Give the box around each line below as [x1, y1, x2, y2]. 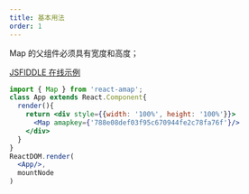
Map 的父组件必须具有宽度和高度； [9, 47, 140, 59]
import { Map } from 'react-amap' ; [9, 85, 143, 94]
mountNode [17, 169, 54, 178]
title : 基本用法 [9, 13, 65, 23]
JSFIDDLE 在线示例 [9, 67, 81, 78]
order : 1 [9, 22, 42, 31]
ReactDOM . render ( [9, 152, 75, 161]
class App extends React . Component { [9, 93, 147, 102]
